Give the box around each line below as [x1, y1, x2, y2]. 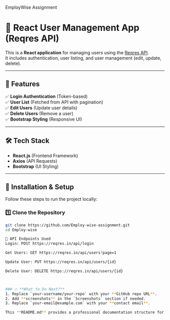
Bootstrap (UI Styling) [12, 163, 59, 169]
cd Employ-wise [5, 227, 37, 232]
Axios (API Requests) [12, 158, 58, 164]
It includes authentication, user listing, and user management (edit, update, [5, 55, 162, 61]
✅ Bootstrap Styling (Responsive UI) [5, 116, 82, 122]
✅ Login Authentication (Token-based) [5, 93, 88, 99]
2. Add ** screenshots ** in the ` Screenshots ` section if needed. [5, 296, 146, 301]
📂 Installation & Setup [5, 183, 74, 191]
